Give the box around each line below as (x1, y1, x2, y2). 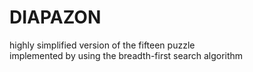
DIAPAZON (9, 6, 102, 29)
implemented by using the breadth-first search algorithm (9, 49, 244, 61)
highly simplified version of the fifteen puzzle (9, 39, 196, 51)
